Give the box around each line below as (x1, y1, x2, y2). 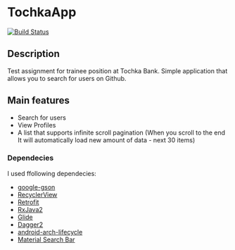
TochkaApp (7, 4, 77, 20)
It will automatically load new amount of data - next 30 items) (17, 135, 196, 144)
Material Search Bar (17, 235, 75, 244)
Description (7, 48, 60, 60)
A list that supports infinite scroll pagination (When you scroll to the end (17, 128, 226, 137)
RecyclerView (17, 190, 58, 199)
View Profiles (17, 120, 56, 129)
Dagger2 (17, 220, 44, 229)
